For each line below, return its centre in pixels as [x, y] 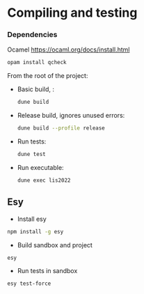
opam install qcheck [37, 63]
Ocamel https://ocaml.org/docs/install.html [69, 49]
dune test [32, 155]
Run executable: [40, 167]
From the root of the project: [48, 76]
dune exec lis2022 [44, 180]
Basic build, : [35, 89]
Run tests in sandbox [47, 271]
